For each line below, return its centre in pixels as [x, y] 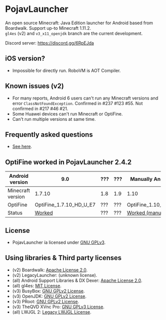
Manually [141, 179]
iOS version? [25, 59]
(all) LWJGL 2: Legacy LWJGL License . [52, 312]
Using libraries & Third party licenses [63, 258]
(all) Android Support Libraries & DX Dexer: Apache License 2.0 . [77, 280]
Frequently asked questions [49, 134]
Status [15, 213]
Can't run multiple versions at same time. [54, 119]
